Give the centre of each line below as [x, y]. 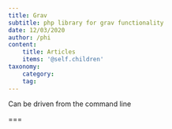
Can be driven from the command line [70, 104]
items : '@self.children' [63, 60]
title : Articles [49, 52]
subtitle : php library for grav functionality [86, 23]
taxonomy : [24, 67]
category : [39, 74]
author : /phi [30, 37]
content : [22, 45]
